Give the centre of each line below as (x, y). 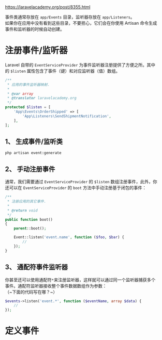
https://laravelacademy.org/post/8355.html (48, 7)
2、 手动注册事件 (30, 169)
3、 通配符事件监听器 (37, 267)
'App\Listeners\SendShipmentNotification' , (67, 116)
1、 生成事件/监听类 (34, 141)
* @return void (22, 210)
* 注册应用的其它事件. (27, 202)
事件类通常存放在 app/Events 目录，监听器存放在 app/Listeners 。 (70, 17)
